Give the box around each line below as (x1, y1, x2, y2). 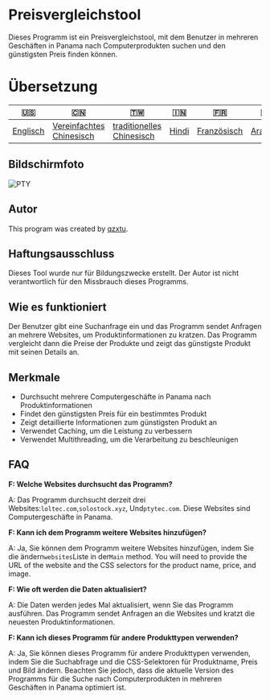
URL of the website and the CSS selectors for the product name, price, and (8, 560, 256, 570)
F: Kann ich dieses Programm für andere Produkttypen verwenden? (8, 632, 239, 642)
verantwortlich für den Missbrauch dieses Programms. (8, 277, 189, 286)
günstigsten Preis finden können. (8, 49, 118, 59)
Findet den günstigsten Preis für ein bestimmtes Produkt (19, 409, 207, 418)
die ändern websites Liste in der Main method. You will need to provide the (8, 551, 247, 561)
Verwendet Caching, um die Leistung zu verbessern (19, 426, 193, 435)
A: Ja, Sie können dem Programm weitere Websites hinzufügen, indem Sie (8, 543, 255, 553)
